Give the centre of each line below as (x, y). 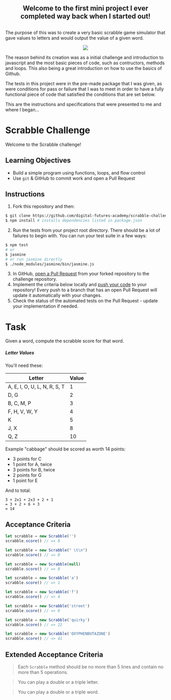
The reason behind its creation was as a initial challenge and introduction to (84, 57)
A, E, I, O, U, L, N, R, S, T (36, 387)
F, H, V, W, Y (23, 412)
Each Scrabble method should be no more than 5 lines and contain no (91, 667)
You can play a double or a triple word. (58, 692)
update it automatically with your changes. (57, 295)
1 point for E (25, 481)
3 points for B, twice (34, 470)
